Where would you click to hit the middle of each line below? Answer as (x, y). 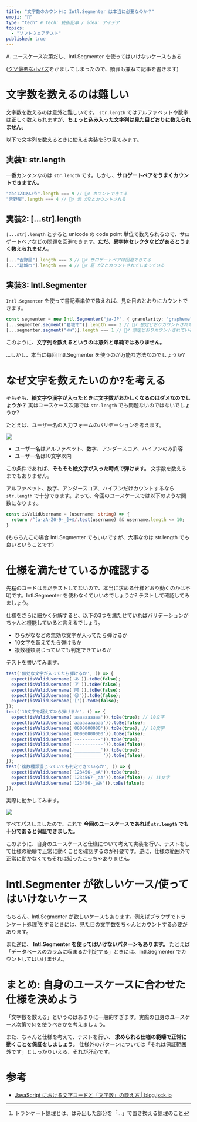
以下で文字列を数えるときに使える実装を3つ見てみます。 (74, 140)
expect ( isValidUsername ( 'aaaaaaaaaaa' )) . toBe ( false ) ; (78, 723)
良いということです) (30, 545)
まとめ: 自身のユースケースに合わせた (96, 985)
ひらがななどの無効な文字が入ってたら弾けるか (71, 635)
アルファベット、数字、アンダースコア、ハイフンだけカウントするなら (90, 489)
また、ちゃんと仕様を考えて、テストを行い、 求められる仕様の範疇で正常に (96, 1037)
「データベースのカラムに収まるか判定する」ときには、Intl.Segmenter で (94, 951)
